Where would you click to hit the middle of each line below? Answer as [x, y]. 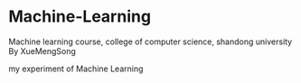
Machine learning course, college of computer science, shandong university [150, 41]
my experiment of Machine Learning [76, 69]
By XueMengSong [42, 51]
